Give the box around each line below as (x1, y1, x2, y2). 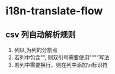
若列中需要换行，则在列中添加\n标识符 (14, 61, 108, 68)
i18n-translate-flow (5, 4, 103, 18)
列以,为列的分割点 (14, 47, 57, 53)
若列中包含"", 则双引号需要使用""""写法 (14, 54, 110, 61)
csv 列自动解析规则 (5, 29, 76, 39)
